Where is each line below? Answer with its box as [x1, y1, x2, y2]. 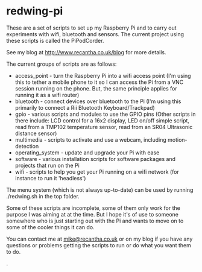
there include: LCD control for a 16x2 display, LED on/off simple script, [14, 116, 190, 124]
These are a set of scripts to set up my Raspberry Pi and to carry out [6, 24, 177, 31]
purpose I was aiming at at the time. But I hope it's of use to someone [6, 210, 179, 218]
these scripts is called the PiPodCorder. [6, 37, 104, 44]
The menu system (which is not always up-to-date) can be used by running [6, 186, 194, 194]
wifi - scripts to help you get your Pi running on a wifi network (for [14, 168, 179, 176]
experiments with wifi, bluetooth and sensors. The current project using [6, 30, 184, 37]
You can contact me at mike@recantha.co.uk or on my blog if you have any [6, 235, 193, 242]
